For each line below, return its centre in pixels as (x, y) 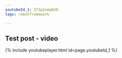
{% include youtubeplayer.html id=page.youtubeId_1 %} (61, 50)
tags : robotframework (27, 14)
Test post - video (31, 38)
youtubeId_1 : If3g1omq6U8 (31, 10)
